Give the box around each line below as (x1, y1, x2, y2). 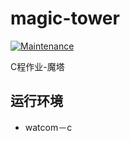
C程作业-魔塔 (10, 60, 65, 72)
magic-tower (10, 7, 120, 30)
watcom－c (24, 121, 73, 133)
